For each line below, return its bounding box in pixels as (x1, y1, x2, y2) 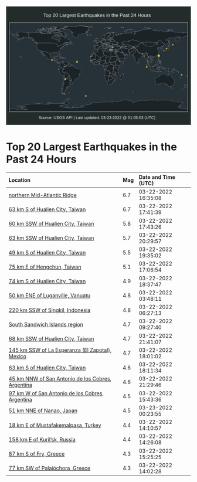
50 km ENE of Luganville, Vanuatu (8, 292, 91, 299)
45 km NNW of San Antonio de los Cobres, (8, 375, 112, 382)
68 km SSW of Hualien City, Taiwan (8, 335, 94, 342)
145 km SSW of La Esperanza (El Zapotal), (8, 347, 112, 354)
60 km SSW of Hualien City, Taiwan (8, 220, 94, 228)
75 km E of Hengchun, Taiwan (8, 263, 81, 270)
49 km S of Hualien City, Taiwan (8, 249, 86, 256)
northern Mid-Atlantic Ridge (8, 191, 77, 198)
